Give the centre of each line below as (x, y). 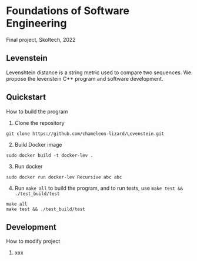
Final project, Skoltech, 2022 (41, 39)
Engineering (36, 23)
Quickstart (26, 98)
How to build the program (37, 111)
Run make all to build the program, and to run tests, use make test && (99, 188)
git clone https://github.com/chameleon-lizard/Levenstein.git (85, 134)
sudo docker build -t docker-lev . (50, 155)
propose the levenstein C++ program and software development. (85, 78)
